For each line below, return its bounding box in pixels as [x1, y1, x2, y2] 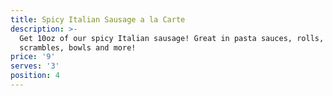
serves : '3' [10, 61, 60, 71]
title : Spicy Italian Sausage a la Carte [10, 14, 186, 25]
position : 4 [10, 71, 60, 81]
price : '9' [10, 52, 56, 62]
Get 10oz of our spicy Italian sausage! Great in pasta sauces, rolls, [19, 33, 325, 43]
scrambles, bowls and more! [19, 42, 137, 53]
